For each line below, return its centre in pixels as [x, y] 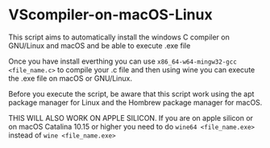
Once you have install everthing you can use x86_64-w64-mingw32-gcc [123, 61]
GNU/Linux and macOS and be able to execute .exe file [100, 45]
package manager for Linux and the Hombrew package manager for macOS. [135, 102]
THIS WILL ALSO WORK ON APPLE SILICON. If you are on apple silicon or [131, 117]
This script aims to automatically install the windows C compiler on [119, 37]
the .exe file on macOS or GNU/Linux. [71, 78]
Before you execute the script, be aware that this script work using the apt [131, 93]
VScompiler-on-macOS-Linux [110, 15]
